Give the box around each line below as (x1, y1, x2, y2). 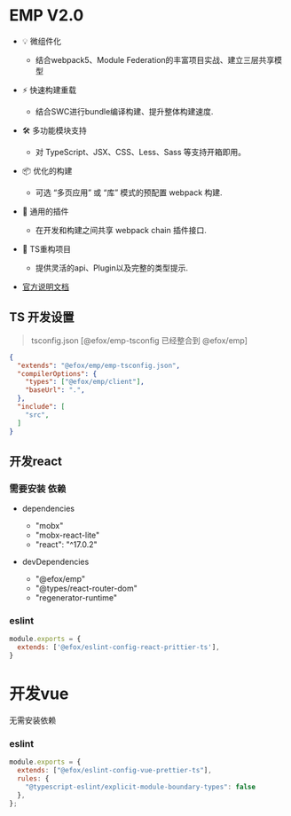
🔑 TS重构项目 (21, 243, 71, 254)
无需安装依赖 (9, 715, 56, 726)
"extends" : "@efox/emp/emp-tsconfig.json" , (17, 361, 180, 370)
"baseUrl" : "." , (25, 386, 86, 395)
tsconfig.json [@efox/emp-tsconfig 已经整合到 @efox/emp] (30, 334, 248, 346)
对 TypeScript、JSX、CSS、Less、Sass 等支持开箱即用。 (35, 146, 247, 157)
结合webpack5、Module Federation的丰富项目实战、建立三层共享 (35, 54, 275, 65)
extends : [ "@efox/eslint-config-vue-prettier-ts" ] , (17, 766, 213, 775)
